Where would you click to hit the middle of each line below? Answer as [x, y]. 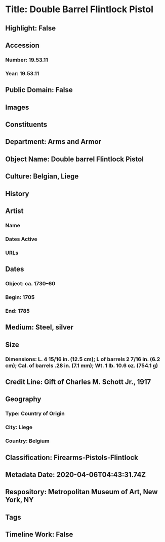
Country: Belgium [27, 441]
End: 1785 [17, 311]
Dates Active [22, 239]
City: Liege [19, 427]
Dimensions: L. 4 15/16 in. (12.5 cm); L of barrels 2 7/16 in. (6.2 [83, 359]
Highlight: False [31, 28]
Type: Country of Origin [35, 414]
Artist [14, 211]
